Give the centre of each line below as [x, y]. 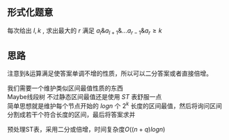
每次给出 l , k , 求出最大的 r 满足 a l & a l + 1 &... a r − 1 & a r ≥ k [85, 31]
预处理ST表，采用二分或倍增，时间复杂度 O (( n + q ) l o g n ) [86, 130]
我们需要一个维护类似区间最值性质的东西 [65, 88]
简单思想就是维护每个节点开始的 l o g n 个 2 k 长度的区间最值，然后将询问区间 [115, 105]
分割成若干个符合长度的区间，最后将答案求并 [71, 115]
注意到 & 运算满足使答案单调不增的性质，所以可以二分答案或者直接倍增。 [110, 73]
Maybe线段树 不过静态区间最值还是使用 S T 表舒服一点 [85, 97]
